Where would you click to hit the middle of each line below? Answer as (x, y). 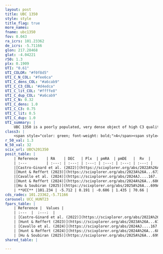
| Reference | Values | (39, 208)
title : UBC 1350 (21, 14)
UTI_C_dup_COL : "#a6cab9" (31, 95)
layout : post (18, 9)
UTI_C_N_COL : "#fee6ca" (29, 77)
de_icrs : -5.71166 (24, 46)
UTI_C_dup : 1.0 (20, 118)
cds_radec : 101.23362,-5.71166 (37, 195)
